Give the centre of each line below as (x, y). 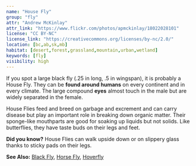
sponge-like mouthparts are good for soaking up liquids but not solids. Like (98, 121)
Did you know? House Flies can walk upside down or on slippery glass (93, 139)
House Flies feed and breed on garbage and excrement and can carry (91, 108)
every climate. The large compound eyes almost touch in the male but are (97, 91)
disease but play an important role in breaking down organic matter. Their (96, 115)
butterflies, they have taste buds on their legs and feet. (73, 127)
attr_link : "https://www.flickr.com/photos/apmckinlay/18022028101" (93, 28)
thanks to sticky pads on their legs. (49, 145)
